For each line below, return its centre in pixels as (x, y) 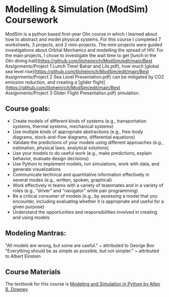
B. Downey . (17, 289)
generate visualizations (37, 169)
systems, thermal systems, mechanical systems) (63, 126)
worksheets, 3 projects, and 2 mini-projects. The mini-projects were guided (84, 44)
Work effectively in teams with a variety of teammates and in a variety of (88, 185)
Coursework (32, 20)
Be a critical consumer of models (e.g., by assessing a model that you (85, 196)
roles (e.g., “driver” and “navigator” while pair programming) (75, 191)
